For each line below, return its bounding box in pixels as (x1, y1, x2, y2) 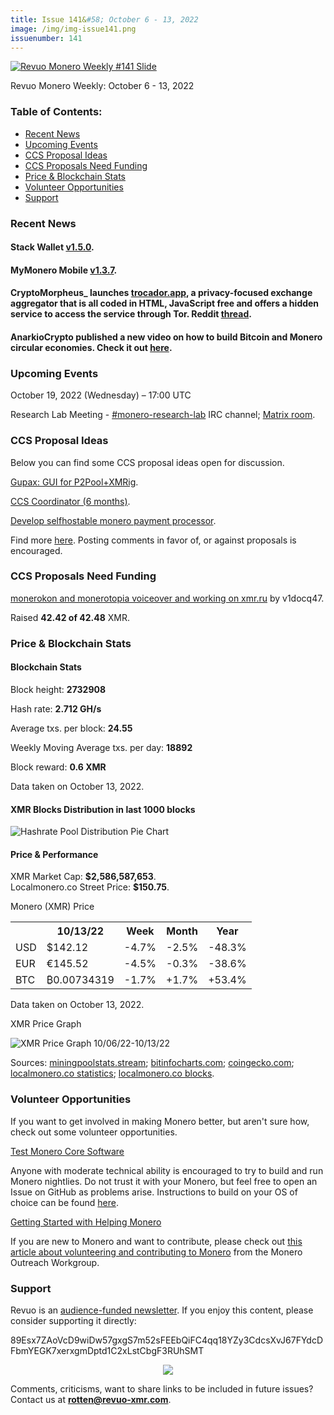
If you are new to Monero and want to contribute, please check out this (10, 1235, 303, 1247)
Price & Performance (10, 848, 99, 860)
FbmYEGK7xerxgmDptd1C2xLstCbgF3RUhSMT (10, 1344, 205, 1356)
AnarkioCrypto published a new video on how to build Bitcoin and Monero (10, 331, 323, 343)
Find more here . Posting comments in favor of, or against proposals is (10, 534, 297, 546)
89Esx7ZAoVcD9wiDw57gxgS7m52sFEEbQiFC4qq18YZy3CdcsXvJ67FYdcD (10, 1334, 324, 1346)
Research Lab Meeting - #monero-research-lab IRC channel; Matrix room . (10, 409, 316, 421)
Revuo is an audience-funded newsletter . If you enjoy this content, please (10, 1304, 314, 1316)
